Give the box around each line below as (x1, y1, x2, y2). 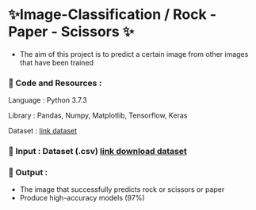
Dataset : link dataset (8, 126, 78, 136)
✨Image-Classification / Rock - (8, 6, 216, 24)
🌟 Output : (8, 167, 48, 178)
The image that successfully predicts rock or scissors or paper (19, 185, 225, 194)
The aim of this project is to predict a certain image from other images (19, 49, 249, 58)
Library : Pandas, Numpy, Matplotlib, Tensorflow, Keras (8, 111, 188, 120)
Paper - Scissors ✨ (8, 23, 135, 41)
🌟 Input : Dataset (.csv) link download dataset (8, 146, 188, 157)
